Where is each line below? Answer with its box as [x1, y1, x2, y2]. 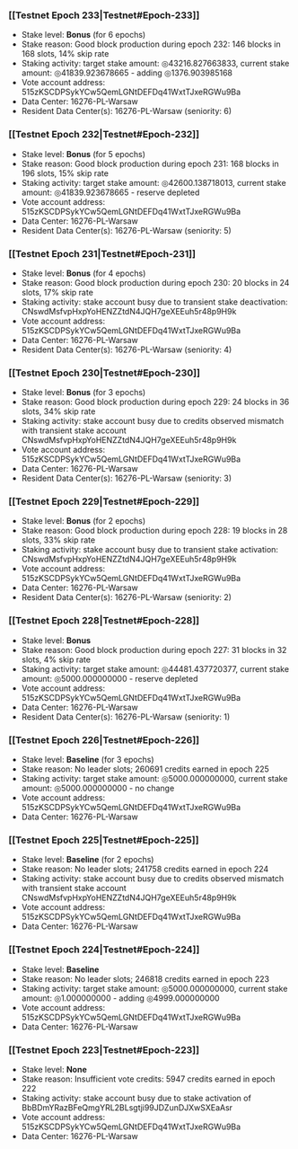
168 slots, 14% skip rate [21, 49, 110, 59]
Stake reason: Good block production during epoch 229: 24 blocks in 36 [21, 396, 290, 408]
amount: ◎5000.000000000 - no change [21, 782, 175, 794]
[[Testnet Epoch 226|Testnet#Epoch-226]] [8, 733, 199, 746]
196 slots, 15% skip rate [21, 167, 110, 179]
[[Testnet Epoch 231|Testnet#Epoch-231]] [8, 247, 197, 260]
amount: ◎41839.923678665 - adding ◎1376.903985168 [21, 67, 233, 78]
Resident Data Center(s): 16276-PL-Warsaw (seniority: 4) [21, 344, 232, 355]
